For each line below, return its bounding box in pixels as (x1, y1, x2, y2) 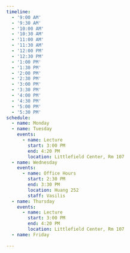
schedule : (6, 115, 31, 121)
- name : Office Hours (22, 170, 77, 177)
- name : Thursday (11, 198, 55, 204)
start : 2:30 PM (28, 176, 66, 182)
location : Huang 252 (28, 187, 79, 193)
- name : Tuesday (11, 126, 52, 132)
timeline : (6, 8, 31, 15)
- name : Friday (11, 231, 50, 237)
